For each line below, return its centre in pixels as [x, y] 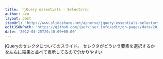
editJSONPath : [19, 27]
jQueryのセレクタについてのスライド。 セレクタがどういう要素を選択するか [80, 46]
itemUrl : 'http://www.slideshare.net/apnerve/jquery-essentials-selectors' [83, 23]
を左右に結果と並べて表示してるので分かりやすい [54, 52]
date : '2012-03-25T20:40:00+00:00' [41, 32]
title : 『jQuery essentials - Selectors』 [48, 9]
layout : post [18, 18]
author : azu [17, 14]
